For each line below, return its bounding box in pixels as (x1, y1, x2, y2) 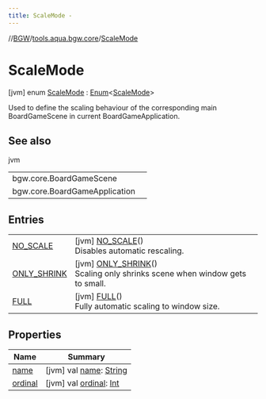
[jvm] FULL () (74, 291, 123, 302)
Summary (67, 351, 105, 362)
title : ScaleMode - (8, 11, 73, 20)
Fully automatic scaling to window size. (74, 301, 220, 312)
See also (8, 134, 51, 148)
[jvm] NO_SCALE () (74, 236, 144, 247)
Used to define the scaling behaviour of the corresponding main (8, 102, 218, 112)
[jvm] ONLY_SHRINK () (74, 259, 158, 270)
